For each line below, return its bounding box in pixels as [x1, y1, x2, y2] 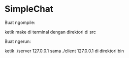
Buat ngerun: [4, 38, 31, 44]
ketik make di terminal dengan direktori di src [4, 29, 97, 35]
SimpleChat [4, 3, 54, 15]
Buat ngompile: [4, 19, 35, 25]
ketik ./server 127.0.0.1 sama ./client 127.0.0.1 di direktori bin [4, 48, 124, 54]
